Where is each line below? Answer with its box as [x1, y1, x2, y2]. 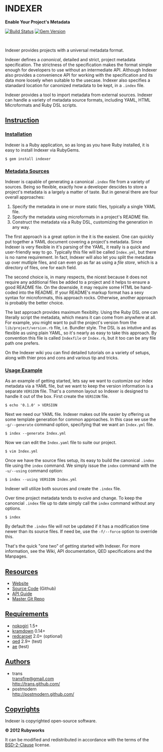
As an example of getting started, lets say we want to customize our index [5, 378, 153, 384]
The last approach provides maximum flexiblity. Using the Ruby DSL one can [5, 309, 158, 315]
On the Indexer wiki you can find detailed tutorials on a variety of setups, [5, 349, 150, 355]
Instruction [5, 116, 39, 124]
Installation [5, 131, 33, 137]
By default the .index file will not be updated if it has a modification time [5, 523, 149, 530]
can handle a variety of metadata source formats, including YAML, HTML [5, 97, 151, 103]
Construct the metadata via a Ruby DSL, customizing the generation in [12, 219, 153, 225]
